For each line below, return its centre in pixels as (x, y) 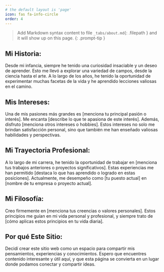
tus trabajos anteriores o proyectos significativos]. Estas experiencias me (80, 167)
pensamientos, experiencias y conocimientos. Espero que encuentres (76, 254)
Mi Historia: (23, 54)
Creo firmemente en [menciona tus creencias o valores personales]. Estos (81, 211)
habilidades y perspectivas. (33, 135)
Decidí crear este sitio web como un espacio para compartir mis (70, 249)
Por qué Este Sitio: (34, 237)
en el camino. (19, 86)
